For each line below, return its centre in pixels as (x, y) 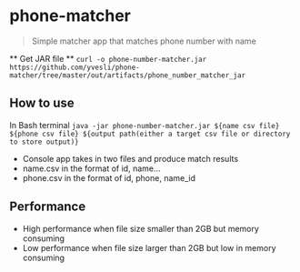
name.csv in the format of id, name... (91, 168)
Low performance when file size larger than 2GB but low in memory (149, 247)
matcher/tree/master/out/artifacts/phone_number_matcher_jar (128, 75)
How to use (42, 103)
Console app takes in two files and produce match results (130, 158)
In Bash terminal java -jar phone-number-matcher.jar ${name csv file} (145, 125)
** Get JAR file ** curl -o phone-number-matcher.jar (108, 58)
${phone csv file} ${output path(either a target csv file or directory (150, 134)
